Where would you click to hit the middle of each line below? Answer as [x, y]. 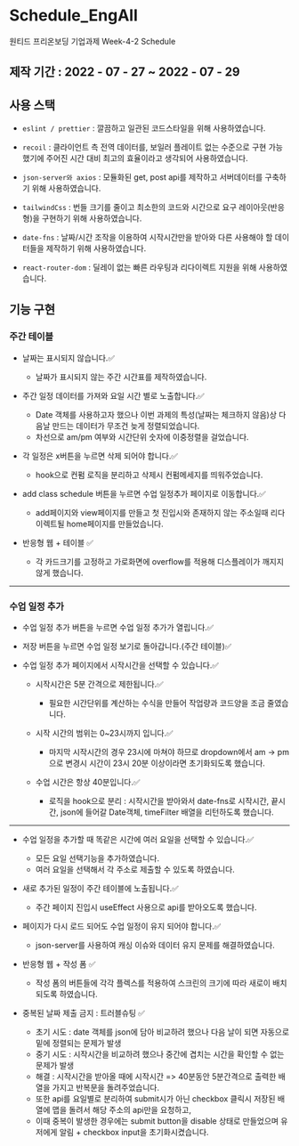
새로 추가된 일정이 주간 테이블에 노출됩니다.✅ [101, 889]
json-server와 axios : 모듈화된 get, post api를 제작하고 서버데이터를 [142, 177]
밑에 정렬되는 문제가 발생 [78, 1044]
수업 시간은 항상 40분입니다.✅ [88, 782]
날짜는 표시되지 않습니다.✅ [69, 358]
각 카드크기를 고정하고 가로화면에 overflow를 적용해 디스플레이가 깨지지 [160, 561]
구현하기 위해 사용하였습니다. [92, 218]
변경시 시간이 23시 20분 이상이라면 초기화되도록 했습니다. [165, 763]
